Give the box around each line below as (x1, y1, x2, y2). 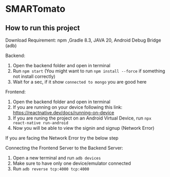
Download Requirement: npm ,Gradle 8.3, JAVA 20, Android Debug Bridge (5, 37, 161, 43)
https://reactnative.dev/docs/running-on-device (12, 110, 115, 115)
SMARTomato (5, 3, 66, 15)
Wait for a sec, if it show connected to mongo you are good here (12, 79, 147, 85)
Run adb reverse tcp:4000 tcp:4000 (12, 166, 89, 172)
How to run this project (5, 24, 80, 32)
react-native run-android (12, 121, 68, 126)
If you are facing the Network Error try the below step (5, 135, 119, 141)
